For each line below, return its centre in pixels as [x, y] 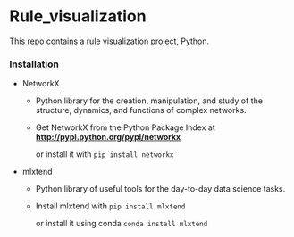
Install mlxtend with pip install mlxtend [110, 206]
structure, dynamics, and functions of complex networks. [141, 110]
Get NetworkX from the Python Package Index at [126, 127]
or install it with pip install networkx [105, 154]
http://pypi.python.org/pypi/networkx [108, 137]
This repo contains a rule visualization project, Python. [109, 41]
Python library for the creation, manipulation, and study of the [149, 101]
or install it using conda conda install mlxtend [122, 224]
